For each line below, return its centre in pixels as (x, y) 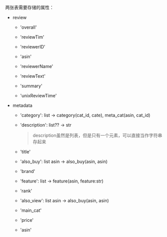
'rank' (26, 191)
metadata (22, 105)
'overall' (28, 27)
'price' (27, 220)
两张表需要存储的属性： (30, 7)
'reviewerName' (37, 66)
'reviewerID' (33, 47)
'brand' (27, 171)
